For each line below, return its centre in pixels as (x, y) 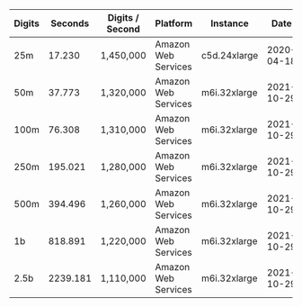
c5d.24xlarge (230, 55)
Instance (230, 23)
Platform (174, 23)
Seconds (70, 23)
